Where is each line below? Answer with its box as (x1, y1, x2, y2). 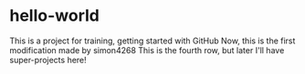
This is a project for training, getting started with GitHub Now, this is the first (9, 35, 296, 46)
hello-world (9, 5, 100, 26)
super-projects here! (9, 54, 87, 65)
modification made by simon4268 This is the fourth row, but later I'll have (9, 44, 285, 55)
